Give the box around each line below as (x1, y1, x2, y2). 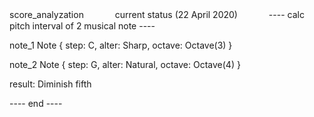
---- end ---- (9, 98, 63, 109)
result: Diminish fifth (9, 78, 92, 90)
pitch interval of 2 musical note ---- (9, 20, 156, 32)
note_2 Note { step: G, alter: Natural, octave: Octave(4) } (9, 59, 241, 70)
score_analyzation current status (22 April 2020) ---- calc (9, 9, 305, 20)
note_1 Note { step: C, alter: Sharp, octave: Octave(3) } (9, 39, 233, 51)
